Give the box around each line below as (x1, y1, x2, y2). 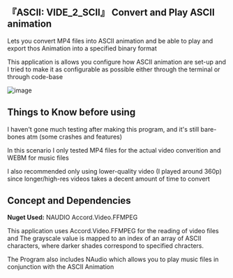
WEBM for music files (7, 153, 70, 162)
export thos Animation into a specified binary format (7, 44, 157, 53)
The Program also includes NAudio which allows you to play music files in (7, 255, 219, 264)
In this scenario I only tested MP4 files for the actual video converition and (7, 146, 221, 154)
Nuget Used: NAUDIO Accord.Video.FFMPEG (7, 213, 138, 222)
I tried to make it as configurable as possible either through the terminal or (7, 65, 220, 74)
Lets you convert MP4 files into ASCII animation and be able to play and (7, 36, 213, 45)
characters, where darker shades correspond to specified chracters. (7, 242, 204, 250)
